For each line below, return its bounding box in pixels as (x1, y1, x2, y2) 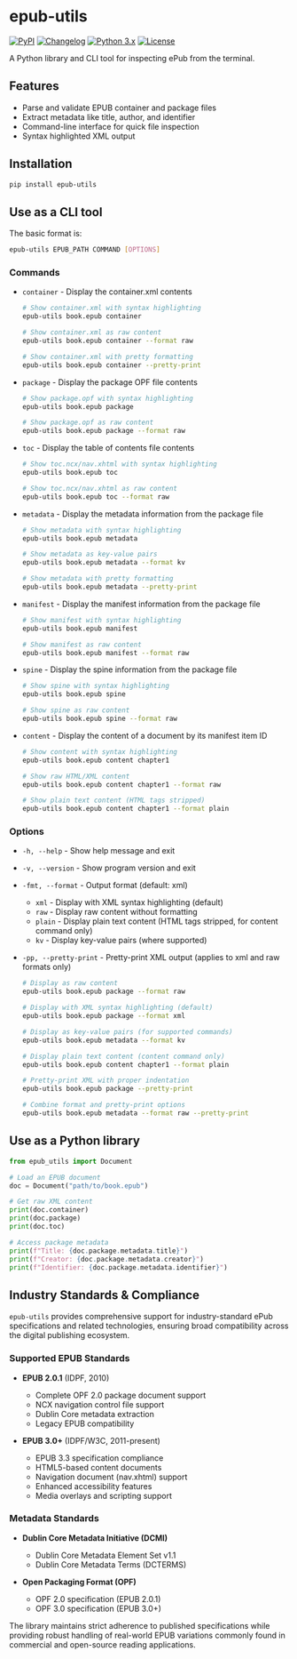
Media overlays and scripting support (35, 1490, 173, 1501)
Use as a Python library (9, 1134, 140, 1149)
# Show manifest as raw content (21, 640, 142, 649)
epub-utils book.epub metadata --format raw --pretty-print (21, 1109, 249, 1118)
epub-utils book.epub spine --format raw (21, 714, 178, 724)
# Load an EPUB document (9, 1173, 101, 1182)
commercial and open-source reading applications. (9, 1639, 197, 1650)
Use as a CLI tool (9, 204, 103, 220)
